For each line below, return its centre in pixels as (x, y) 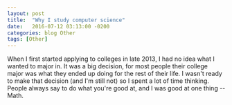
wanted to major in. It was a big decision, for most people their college (108, 66)
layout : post (26, 13)
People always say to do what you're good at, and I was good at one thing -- (116, 88)
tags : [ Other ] (28, 39)
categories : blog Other (42, 33)
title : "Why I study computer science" (66, 20)
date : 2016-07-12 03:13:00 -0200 (59, 26)
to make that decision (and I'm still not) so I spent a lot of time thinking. (108, 81)
